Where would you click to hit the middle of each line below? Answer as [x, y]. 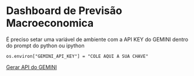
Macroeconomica [50, 23]
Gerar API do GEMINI [31, 67]
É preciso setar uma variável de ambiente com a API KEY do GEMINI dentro [97, 39]
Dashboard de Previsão [64, 11]
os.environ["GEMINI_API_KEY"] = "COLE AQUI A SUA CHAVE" [77, 56]
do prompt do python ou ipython [45, 46]
